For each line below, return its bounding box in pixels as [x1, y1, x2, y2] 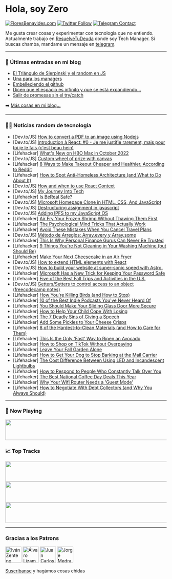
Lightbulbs [12, 362, 35, 369]
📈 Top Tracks [5, 447, 40, 454]
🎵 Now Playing [5, 408, 42, 415]
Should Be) [12, 248, 36, 254]
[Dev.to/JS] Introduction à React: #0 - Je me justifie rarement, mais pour [12, 139, 165, 145]
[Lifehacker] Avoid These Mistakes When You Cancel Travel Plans [12, 226, 152, 233]
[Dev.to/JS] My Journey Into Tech [12, 188, 84, 194]
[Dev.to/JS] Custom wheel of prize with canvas [12, 155, 112, 162]
